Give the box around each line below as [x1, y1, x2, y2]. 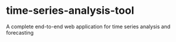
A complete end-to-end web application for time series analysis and [6, 23, 171, 30]
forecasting [6, 29, 34, 36]
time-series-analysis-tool [6, 4, 134, 17]
